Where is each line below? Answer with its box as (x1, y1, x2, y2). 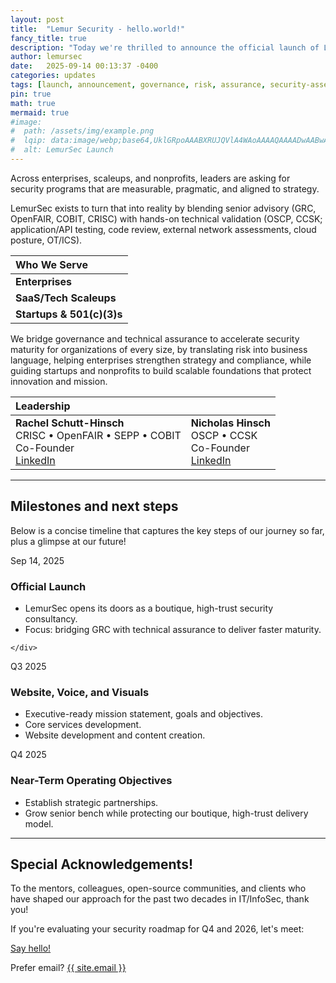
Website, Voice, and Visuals (10, 685, 150, 699)
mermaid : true (10, 107, 70, 118)
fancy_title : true (10, 33, 87, 43)
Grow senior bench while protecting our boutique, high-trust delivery (24, 807, 309, 819)
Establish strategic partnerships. (24, 796, 159, 808)
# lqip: (10, 136, 47, 146)
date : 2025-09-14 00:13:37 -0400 (10, 61, 159, 71)
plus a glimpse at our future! (10, 535, 127, 547)
